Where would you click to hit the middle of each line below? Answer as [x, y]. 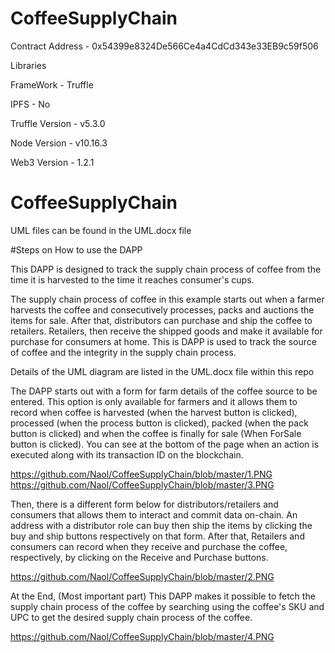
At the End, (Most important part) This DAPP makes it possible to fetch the [163, 596]
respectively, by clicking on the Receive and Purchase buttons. [139, 557]
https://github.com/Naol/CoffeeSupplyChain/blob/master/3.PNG [142, 484]
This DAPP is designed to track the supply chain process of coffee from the [166, 269]
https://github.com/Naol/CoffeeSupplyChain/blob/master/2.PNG [142, 576]
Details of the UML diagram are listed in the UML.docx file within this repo [162, 371]
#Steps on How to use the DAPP [76, 249]
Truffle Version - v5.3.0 [58, 123]
